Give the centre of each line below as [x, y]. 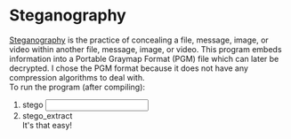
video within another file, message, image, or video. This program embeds [145, 49]
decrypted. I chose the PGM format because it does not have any [129, 68]
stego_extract [47, 115]
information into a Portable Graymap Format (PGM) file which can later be [144, 58]
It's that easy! [47, 125]
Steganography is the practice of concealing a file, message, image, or [139, 40]
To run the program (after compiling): [77, 87]
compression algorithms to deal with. [77, 77]
